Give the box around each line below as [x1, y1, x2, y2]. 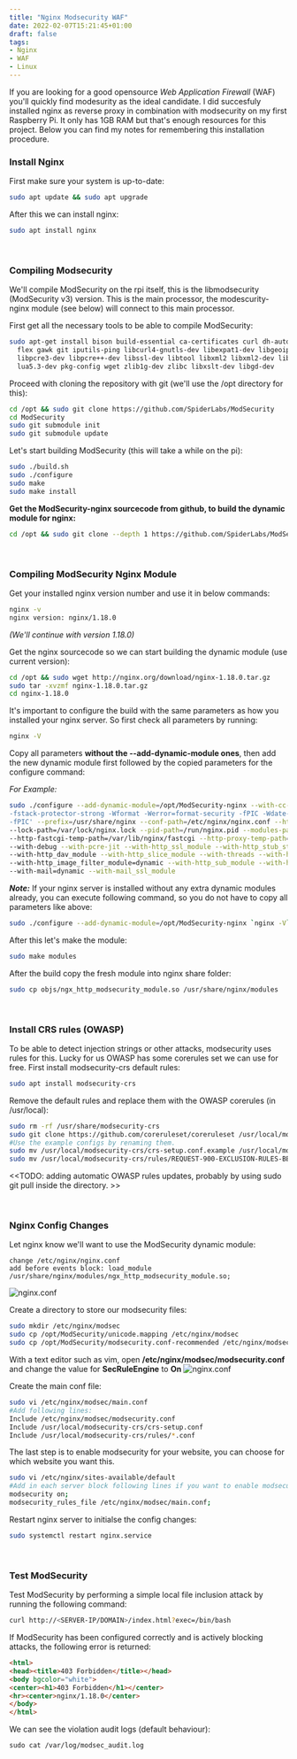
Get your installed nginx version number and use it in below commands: [9, 588, 270, 598]
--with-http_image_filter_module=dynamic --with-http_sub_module [9, 859, 255, 868]
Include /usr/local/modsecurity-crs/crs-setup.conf [9, 1423, 203, 1431]
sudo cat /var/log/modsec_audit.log [9, 1741, 144, 1750]
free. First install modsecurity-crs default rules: [9, 1061, 181, 1072]
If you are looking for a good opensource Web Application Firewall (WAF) [9, 86, 276, 97]
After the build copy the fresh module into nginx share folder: [9, 968, 232, 978]
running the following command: [9, 1599, 127, 1609]
